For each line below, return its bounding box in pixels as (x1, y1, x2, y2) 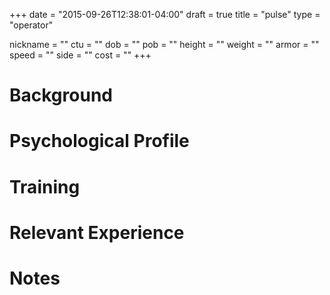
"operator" (9, 19, 54, 31)
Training (9, 175, 81, 198)
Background (9, 84, 113, 107)
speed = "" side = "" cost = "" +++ (9, 49, 152, 61)
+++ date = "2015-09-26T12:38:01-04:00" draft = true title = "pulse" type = (9, 9, 321, 20)
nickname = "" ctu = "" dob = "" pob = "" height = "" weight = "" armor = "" (9, 39, 320, 50)
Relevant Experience (9, 221, 185, 244)
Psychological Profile (9, 130, 190, 153)
